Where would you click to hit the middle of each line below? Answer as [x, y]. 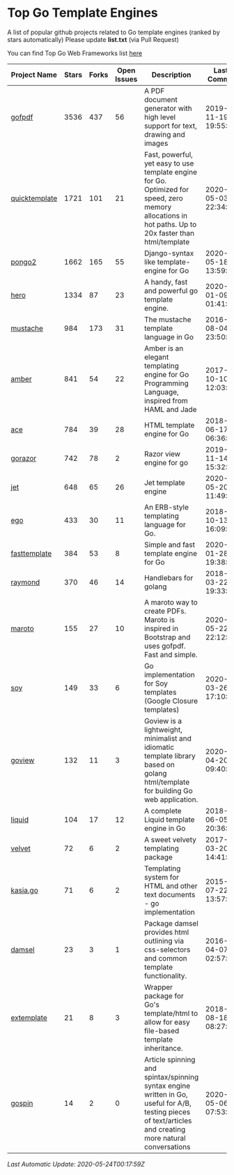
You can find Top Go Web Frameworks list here [75, 53]
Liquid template [169, 820]
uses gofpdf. [165, 646]
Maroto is [159, 619]
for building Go [168, 790]
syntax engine [167, 1086]
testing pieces [167, 1111]
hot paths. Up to [170, 224]
